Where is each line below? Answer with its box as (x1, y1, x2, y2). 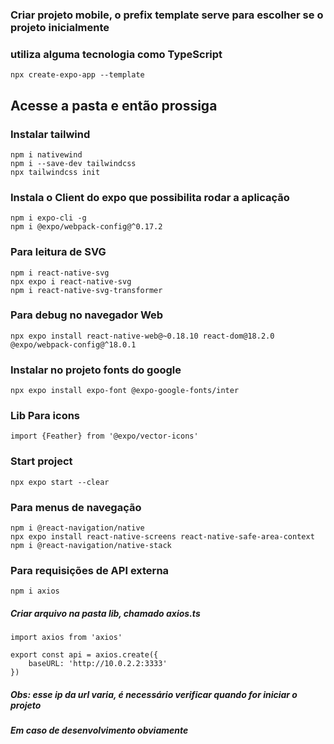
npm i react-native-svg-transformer (10, 285, 163, 295)
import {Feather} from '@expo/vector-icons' (10, 431, 199, 442)
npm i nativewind (10, 149, 83, 160)
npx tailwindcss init (10, 167, 101, 177)
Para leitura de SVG (10, 245, 107, 259)
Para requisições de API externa (10, 563, 170, 577)
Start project (10, 454, 73, 468)
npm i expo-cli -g (10, 213, 87, 223)
